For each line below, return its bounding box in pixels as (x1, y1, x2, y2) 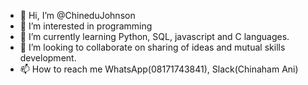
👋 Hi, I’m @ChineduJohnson (19, 10, 136, 21)
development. (19, 52, 77, 64)
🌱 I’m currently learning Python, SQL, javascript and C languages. (19, 31, 290, 42)
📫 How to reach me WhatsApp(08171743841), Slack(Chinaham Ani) (19, 63, 299, 75)
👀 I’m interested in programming (19, 20, 153, 32)
